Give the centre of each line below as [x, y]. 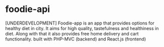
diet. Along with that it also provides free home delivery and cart [72, 33]
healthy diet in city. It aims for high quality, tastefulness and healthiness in [82, 28]
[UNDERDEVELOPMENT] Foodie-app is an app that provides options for [80, 23]
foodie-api [28, 9]
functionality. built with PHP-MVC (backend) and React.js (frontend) [76, 39]
